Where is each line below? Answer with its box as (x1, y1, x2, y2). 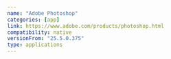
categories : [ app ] (7, 16, 60, 23)
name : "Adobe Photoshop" (7, 9, 78, 17)
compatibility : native (7, 28, 72, 36)
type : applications (7, 41, 63, 48)
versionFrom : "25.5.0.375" (7, 35, 84, 42)
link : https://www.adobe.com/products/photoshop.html (7, 22, 165, 29)
